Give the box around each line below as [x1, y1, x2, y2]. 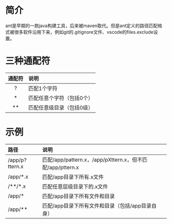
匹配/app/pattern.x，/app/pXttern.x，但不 [42, 156, 142, 163]
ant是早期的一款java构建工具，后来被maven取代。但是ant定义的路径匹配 [5, 23, 158, 29]
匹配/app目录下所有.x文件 [42, 173, 104, 181]
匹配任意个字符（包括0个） [28, 94, 94, 101]
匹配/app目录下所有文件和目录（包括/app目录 [42, 202, 152, 209]
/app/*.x [8, 173, 29, 180]
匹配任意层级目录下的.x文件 [42, 183, 109, 190]
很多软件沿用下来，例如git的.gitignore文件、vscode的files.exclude [14, 29, 154, 35]
